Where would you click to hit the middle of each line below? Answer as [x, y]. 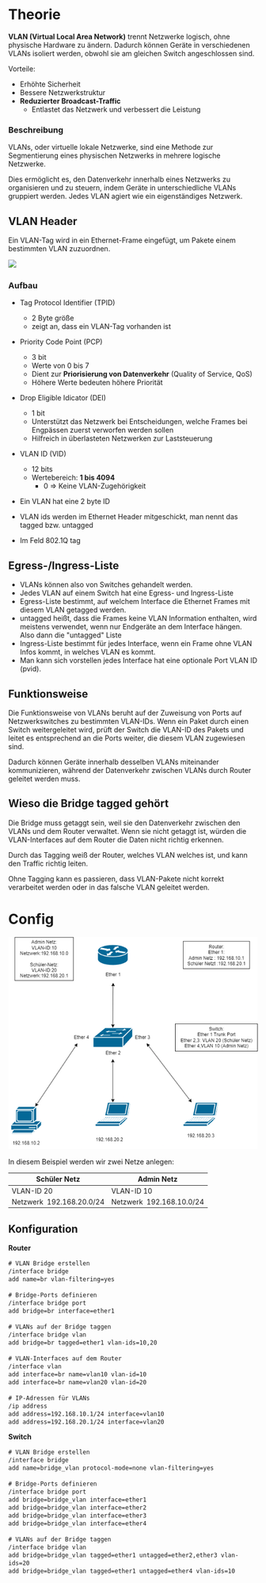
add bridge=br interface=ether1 [61, 1311]
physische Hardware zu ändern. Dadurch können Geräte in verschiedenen [129, 44]
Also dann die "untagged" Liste [70, 635]
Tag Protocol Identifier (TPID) [67, 303]
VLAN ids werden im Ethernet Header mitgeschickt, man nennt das [129, 517]
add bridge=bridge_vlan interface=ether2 [78, 1508]
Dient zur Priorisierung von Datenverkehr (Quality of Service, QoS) [142, 374]
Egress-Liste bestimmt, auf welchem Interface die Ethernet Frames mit [135, 602]
